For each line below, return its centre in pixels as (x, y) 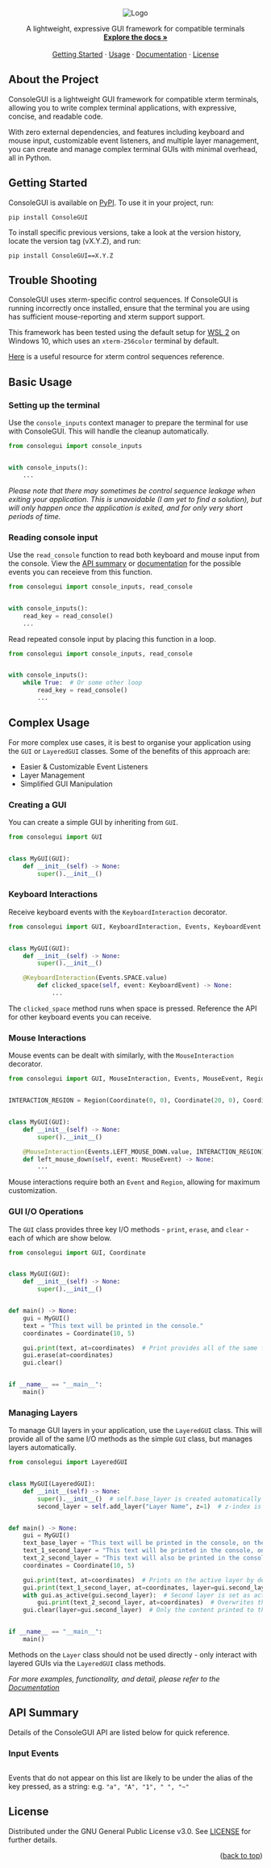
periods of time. (35, 516)
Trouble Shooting (53, 281)
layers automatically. (42, 1447)
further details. (33, 1840)
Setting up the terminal (54, 405)
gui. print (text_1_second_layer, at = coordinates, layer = (119, 1587)
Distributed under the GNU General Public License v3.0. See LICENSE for (130, 1831)
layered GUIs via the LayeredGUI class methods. (87, 1663)
